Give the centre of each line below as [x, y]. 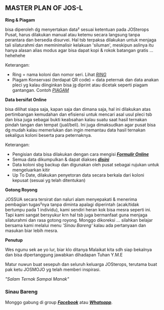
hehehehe [15, 55]
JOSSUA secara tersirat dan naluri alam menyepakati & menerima [71, 199]
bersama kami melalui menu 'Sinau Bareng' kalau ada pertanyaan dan [76, 225]
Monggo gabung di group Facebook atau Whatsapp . [59, 302]
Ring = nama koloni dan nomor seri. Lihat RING [59, 74]
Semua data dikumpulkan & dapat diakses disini [60, 159]
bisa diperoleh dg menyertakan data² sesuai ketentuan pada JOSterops [77, 29]
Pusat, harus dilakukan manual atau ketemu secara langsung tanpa [73, 34]
